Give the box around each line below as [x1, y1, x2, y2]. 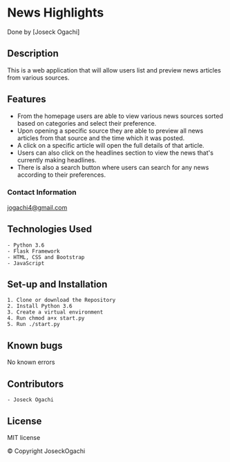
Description [7, 48, 59, 59]
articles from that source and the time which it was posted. [17, 133, 185, 142]
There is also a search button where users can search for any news [17, 163, 209, 171]
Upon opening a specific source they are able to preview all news [17, 126, 204, 135]
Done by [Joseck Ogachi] [7, 28, 80, 36]
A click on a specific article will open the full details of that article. [17, 141, 205, 149]
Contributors [7, 378, 64, 389]
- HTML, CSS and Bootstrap [7, 253, 85, 260]
